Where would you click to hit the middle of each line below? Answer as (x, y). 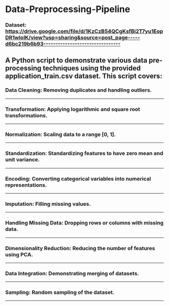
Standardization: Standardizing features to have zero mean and (84, 154)
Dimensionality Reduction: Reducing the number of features (80, 248)
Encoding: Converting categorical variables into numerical (78, 179)
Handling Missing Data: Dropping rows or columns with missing (84, 223)
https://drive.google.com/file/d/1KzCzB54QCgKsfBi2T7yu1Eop (84, 31)
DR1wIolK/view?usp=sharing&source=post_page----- (73, 38)
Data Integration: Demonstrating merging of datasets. (72, 273)
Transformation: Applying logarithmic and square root (73, 109)
